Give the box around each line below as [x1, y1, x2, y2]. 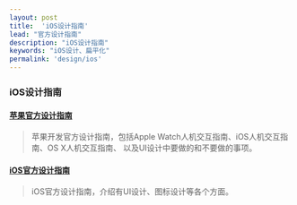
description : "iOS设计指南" [9, 38, 109, 47]
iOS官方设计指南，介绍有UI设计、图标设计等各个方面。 [31, 186, 234, 197]
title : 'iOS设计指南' [9, 21, 89, 30]
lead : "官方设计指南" [9, 30, 83, 38]
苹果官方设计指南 [9, 109, 73, 121]
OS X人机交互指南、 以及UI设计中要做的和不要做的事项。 [47, 142, 258, 153]
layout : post [9, 13, 58, 22]
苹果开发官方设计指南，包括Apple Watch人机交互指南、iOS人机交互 [31, 132, 281, 142]
